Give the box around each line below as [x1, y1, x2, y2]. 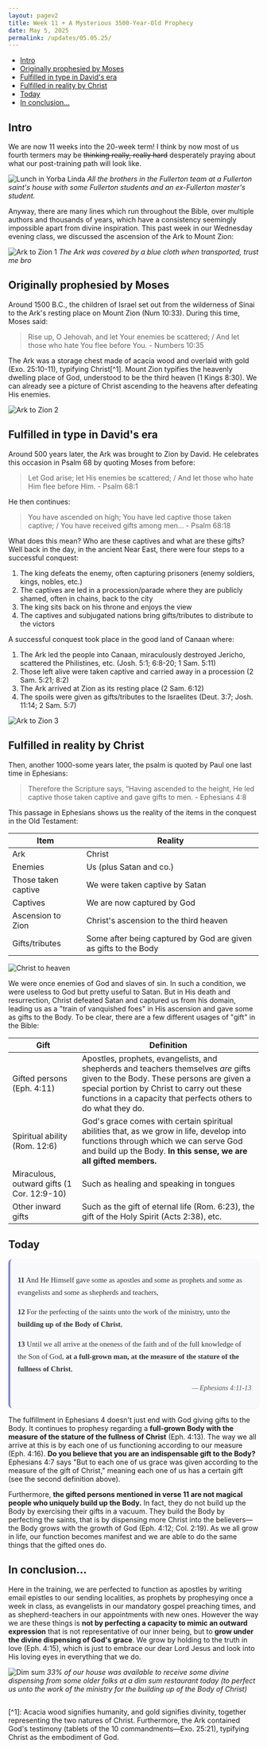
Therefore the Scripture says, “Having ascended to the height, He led [27, 783, 255, 793]
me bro [8, 256, 32, 265]
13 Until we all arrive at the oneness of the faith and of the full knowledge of [17, 1340, 242, 1348]
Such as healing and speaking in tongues [82, 1178, 236, 1189]
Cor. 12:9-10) [12, 1188, 67, 1199]
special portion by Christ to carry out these [82, 1082, 242, 1093]
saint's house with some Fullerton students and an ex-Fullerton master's [8, 183, 246, 192]
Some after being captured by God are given [86, 933, 253, 944]
